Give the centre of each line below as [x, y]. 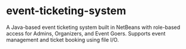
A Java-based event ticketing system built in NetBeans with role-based [93, 27]
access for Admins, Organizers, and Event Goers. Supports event [86, 33]
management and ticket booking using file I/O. [62, 40]
